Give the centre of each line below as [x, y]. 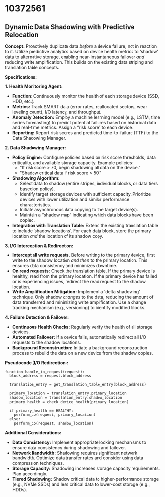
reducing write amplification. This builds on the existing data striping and [79, 62]
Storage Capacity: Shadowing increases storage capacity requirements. [86, 468]
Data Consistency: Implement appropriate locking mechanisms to [79, 442]
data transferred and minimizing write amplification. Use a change [79, 302]
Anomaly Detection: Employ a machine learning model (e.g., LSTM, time [86, 117]
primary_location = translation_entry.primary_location [68, 393]
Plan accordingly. [30, 474]
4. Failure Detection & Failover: [37, 317]
